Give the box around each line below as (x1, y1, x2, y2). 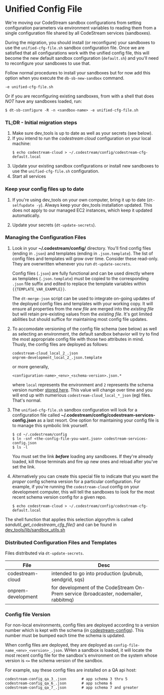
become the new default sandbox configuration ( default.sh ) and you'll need (5, 55, 159, 61)
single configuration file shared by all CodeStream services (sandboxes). (5, 30, 151, 36)
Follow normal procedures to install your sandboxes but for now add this (5, 70, 150, 75)
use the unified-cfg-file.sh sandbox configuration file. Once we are (5, 45, 145, 50)
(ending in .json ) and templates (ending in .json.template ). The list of (12, 250, 153, 256)
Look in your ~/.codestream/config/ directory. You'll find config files (12, 245, 151, 251)
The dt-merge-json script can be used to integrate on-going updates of (12, 295, 155, 301)
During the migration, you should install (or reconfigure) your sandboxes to (5, 39, 155, 45)
